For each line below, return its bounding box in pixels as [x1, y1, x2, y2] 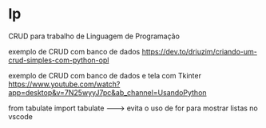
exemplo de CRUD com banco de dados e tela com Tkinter [8, 70, 202, 80]
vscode [8, 111, 34, 121]
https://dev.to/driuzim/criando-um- [141, 46, 257, 56]
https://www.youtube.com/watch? [8, 79, 121, 89]
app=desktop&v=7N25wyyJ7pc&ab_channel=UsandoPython [8, 87, 207, 97]
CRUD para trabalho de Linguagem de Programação [8, 31, 180, 41]
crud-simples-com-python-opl [8, 55, 109, 65]
